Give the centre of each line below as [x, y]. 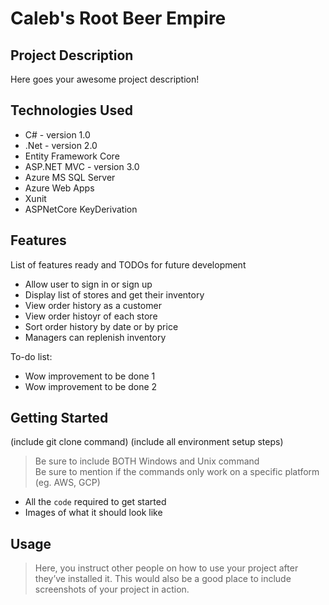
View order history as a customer [93, 305]
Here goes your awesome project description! [105, 79]
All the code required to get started [95, 502]
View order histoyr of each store [91, 316]
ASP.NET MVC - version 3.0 [82, 166]
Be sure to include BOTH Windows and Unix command [147, 461]
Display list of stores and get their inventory [114, 294]
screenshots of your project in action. [112, 589]
